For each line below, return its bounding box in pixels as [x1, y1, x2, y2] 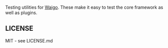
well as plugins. [5, 10, 38, 16]
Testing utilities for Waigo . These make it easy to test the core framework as [5, 5, 163, 10]
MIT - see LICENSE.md [5, 37, 53, 43]
